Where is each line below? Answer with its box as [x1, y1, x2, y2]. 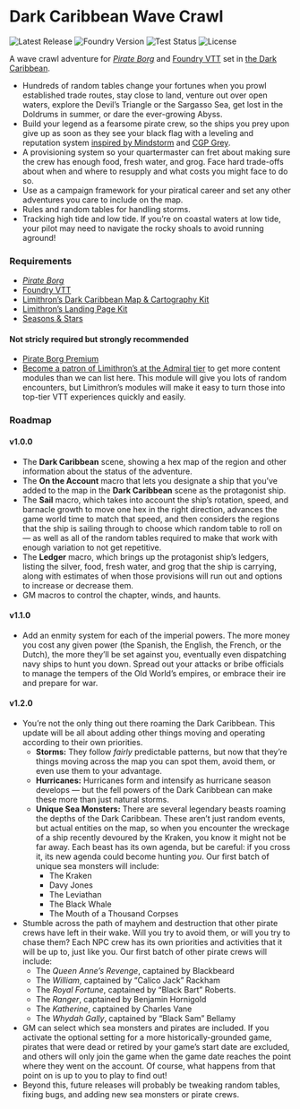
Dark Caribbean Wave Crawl [9, 6, 224, 27]
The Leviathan [48, 889, 102, 899]
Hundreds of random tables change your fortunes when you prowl [21, 80, 267, 90]
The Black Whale [48, 898, 112, 909]
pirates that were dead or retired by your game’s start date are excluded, [21, 1041, 290, 1052]
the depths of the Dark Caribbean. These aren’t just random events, [35, 812, 286, 823]
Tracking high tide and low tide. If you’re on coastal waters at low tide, [21, 213, 282, 224]
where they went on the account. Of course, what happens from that [21, 1060, 276, 1071]
